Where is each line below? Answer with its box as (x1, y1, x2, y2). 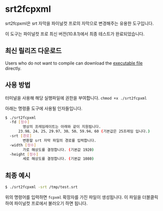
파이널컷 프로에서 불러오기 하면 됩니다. (14, 201, 88, 206)
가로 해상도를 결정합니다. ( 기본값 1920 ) (23, 147, 94, 152)
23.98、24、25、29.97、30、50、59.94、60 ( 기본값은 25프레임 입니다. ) (18, 129, 150, 134)
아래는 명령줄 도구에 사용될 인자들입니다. (5, 105, 82, 111)
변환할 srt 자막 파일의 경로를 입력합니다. (23, 138, 97, 143)
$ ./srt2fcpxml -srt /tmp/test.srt (5, 185, 78, 190)
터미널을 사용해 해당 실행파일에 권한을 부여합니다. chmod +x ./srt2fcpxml (5, 95, 147, 101)
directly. (5, 65, 22, 71)
